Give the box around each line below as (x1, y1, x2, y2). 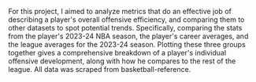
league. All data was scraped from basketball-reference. (8, 65, 191, 73)
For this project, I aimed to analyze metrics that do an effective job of (8, 7, 232, 16)
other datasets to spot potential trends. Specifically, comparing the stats (8, 23, 243, 32)
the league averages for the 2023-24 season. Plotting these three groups (8, 40, 246, 49)
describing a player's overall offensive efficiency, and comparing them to (8, 15, 245, 24)
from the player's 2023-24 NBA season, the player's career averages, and (8, 31, 249, 41)
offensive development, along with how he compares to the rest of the (8, 56, 236, 66)
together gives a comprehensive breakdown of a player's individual (8, 48, 227, 57)
